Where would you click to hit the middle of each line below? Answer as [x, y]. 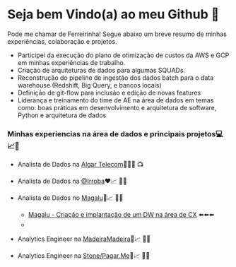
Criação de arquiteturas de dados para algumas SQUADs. [101, 70]
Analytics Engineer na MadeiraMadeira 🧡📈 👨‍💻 [84, 239]
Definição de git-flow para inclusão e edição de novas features [109, 93]
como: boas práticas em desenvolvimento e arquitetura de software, [117, 107]
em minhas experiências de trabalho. [71, 62]
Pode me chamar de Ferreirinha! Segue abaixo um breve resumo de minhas [117, 34]
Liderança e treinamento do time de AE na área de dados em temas [116, 100]
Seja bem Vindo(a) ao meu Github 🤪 [113, 14]
